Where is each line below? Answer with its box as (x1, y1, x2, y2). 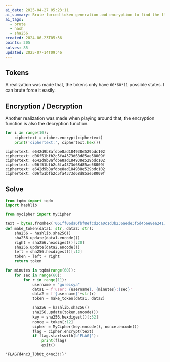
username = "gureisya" (32, 282, 80, 287)
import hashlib (5, 203, 37, 208)
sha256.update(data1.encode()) (14, 235, 80, 240)
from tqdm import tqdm (5, 198, 53, 203)
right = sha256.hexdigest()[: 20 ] (14, 240, 85, 245)
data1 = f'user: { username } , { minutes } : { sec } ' (32, 287, 133, 292)
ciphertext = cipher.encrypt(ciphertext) (14, 135, 103, 140)
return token (14, 259, 42, 264)
